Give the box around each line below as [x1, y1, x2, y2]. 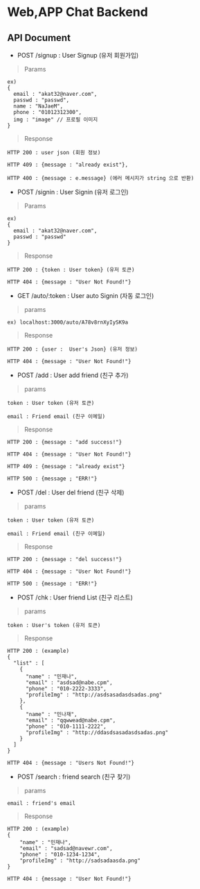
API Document [7, 32, 71, 44]
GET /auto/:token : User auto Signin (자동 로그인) [17, 292, 154, 299]
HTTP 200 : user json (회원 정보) [7, 149, 101, 156]
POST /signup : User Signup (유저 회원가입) [17, 51, 139, 59]
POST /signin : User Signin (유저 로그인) [17, 188, 129, 196]
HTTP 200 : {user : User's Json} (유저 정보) [7, 346, 138, 353]
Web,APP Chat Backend [7, 4, 149, 20]
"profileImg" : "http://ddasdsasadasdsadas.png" [25, 729, 169, 736]
